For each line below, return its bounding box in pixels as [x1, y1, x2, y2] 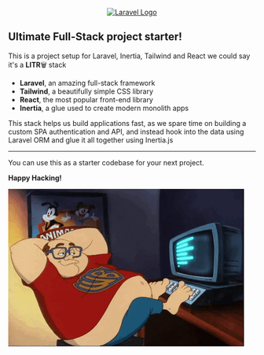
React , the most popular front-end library [19, 94, 153, 104]
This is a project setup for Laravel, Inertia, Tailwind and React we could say [8, 51, 251, 61]
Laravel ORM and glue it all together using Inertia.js [8, 135, 174, 145]
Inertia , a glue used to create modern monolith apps [19, 103, 189, 113]
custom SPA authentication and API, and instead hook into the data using [8, 127, 244, 136]
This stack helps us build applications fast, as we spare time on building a [8, 118, 247, 128]
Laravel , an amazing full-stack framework [19, 78, 156, 87]
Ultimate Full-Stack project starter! [8, 30, 182, 43]
